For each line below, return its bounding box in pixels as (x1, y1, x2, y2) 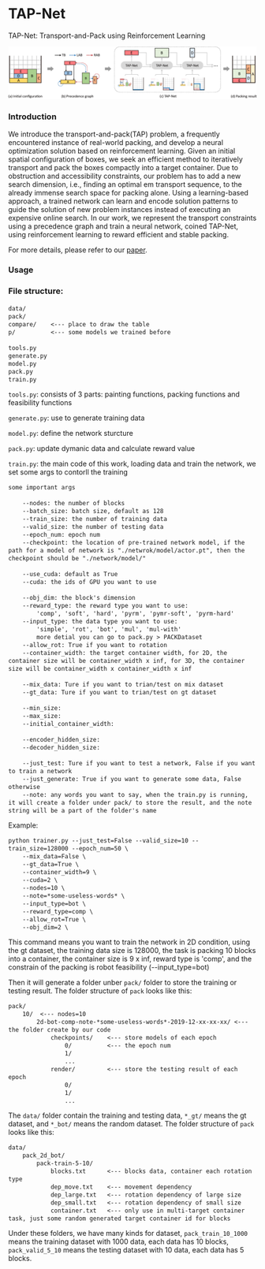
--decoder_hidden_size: (22, 743, 101, 751)
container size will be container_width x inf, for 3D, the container (8, 657, 245, 664)
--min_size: (22, 704, 62, 712)
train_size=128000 (8, 844, 69, 852)
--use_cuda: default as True (22, 570, 118, 578)
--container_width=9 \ (22, 868, 97, 876)
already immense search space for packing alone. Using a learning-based (8, 188, 248, 197)
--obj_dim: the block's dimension (22, 594, 136, 601)
